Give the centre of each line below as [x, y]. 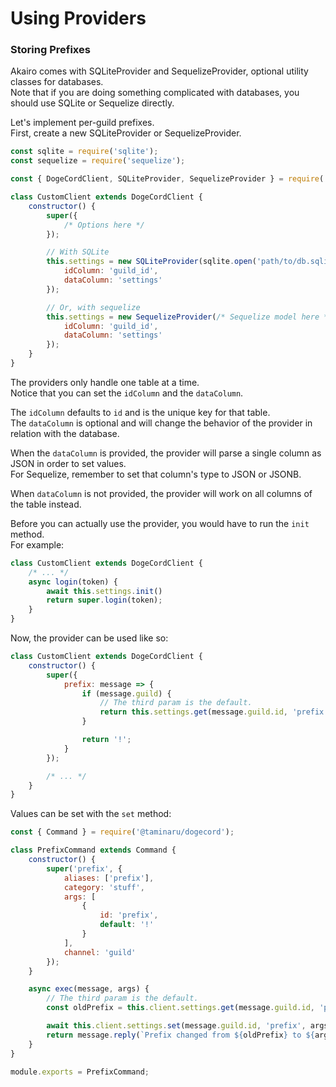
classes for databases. [57, 82]
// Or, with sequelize [93, 307]
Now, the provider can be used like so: [89, 638]
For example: [37, 544]
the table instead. [46, 504]
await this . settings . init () [104, 591]
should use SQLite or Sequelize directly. [92, 103]
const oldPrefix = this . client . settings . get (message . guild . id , [180, 1008]
